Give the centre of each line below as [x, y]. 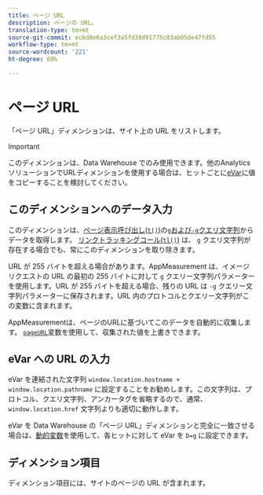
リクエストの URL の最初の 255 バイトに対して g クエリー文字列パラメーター [131, 276]
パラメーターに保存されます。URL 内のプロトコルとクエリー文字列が [132, 295]
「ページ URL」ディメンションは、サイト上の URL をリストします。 [117, 130]
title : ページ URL [37, 15]
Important [24, 146]
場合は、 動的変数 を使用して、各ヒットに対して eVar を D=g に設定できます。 [130, 435]
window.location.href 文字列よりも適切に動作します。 [95, 409]
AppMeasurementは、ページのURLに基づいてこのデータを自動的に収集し [126, 322]
